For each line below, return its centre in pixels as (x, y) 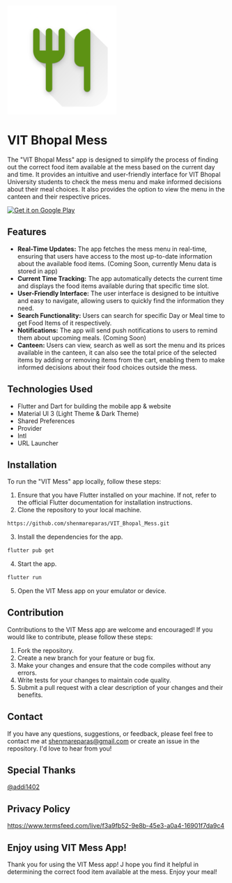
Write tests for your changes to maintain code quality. (94, 680)
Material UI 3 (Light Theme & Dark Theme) (78, 413)
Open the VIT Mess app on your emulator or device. (92, 591)
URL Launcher (38, 443)
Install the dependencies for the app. (70, 537)
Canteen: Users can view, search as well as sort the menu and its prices (121, 345)
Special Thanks (41, 770)
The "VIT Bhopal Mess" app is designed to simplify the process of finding (113, 160)
